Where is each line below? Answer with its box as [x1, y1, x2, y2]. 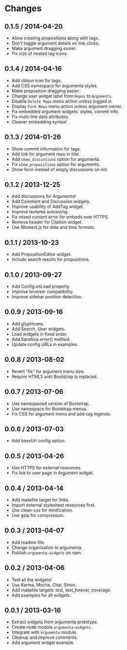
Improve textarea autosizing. [11, 209, 69, 215]
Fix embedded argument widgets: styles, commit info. [11, 108, 119, 114]
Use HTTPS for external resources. [11, 465, 82, 471]
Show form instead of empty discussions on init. [11, 166, 108, 172]
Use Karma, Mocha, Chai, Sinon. [11, 582, 77, 588]
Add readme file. [11, 539, 45, 545]
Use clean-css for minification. [11, 507, 73, 513]
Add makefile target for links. [11, 496, 70, 503]
